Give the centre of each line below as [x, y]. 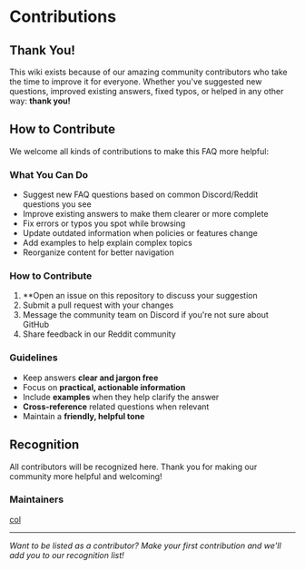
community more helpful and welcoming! [86, 476]
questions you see [57, 204]
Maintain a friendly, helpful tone [84, 416]
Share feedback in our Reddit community [99, 334]
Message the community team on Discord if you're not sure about [146, 315]
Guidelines [34, 358]
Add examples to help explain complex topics [107, 243]
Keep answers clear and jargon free [90, 378]
